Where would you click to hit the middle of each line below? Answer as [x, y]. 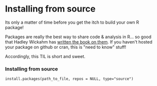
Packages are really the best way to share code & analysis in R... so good [78, 37]
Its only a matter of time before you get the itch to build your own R [72, 22]
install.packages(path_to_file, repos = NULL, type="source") [69, 79]
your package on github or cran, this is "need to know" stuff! [66, 47]
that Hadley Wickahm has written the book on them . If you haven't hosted [79, 42]
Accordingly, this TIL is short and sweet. [45, 56]
